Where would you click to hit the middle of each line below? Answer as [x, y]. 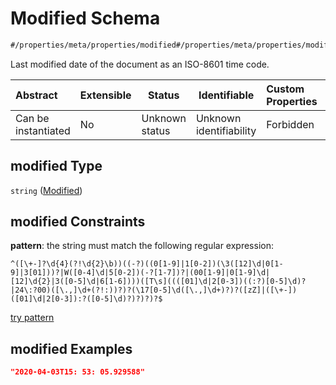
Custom [285, 89]
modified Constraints [78, 222]
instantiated [43, 130]
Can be [32, 118]
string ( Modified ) [46, 190]
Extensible [105, 95]
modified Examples [71, 348]
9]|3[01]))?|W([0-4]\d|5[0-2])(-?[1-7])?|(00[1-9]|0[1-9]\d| [140, 273]
